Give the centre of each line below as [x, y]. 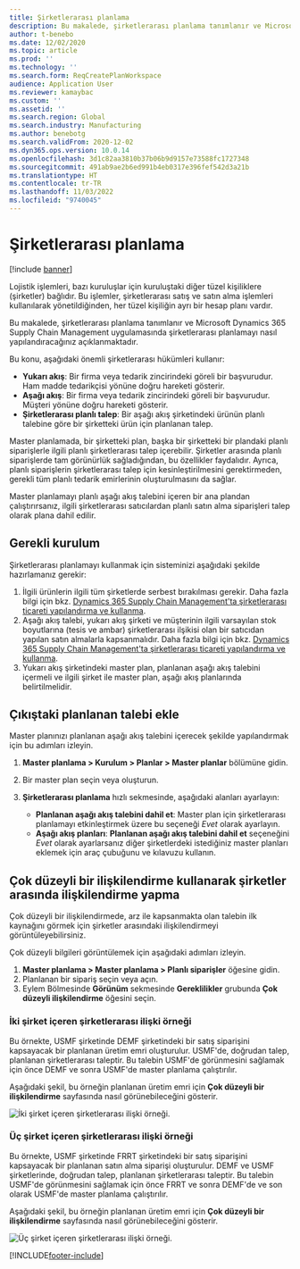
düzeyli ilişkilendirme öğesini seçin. [89, 998]
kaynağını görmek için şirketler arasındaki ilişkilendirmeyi [114, 926]
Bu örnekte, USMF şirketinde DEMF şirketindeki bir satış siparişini [129, 1040]
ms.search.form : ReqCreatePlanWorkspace [86, 76]
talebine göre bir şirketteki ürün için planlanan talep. [117, 423]
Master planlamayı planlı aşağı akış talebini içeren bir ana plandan [129, 496]
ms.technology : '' [43, 68]
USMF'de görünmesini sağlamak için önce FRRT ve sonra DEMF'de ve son [146, 1184]
